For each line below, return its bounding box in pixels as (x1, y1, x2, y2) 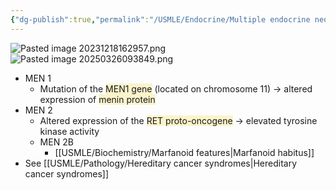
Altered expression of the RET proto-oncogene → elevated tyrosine (39, 114, 318, 126)
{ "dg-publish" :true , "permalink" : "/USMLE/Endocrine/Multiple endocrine (10, 14, 311, 25)
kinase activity (39, 125, 100, 137)
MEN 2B (39, 136, 74, 148)
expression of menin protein (39, 93, 156, 105)
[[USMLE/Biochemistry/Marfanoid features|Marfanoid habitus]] (54, 146, 315, 158)
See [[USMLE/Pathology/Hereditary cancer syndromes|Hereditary (24, 157, 297, 169)
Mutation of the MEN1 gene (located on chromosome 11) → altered (39, 82, 313, 95)
